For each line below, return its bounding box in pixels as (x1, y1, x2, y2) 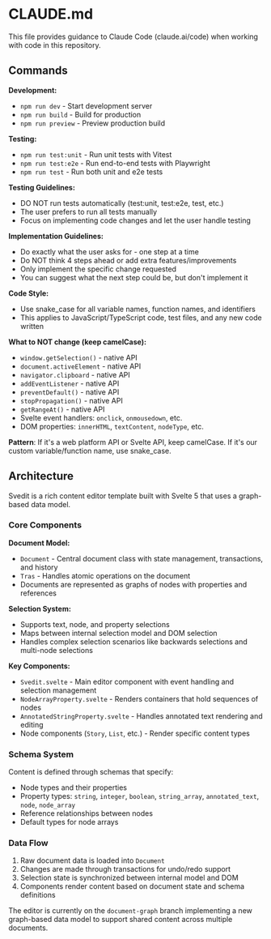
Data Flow (8, 838, 49, 849)
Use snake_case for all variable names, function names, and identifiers (19, 304, 256, 314)
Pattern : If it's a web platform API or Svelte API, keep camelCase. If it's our (8, 437, 257, 446)
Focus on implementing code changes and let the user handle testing (19, 216, 251, 225)
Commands (8, 64, 69, 78)
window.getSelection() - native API (19, 352, 138, 362)
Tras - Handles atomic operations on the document (19, 570, 191, 580)
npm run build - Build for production (19, 109, 142, 119)
